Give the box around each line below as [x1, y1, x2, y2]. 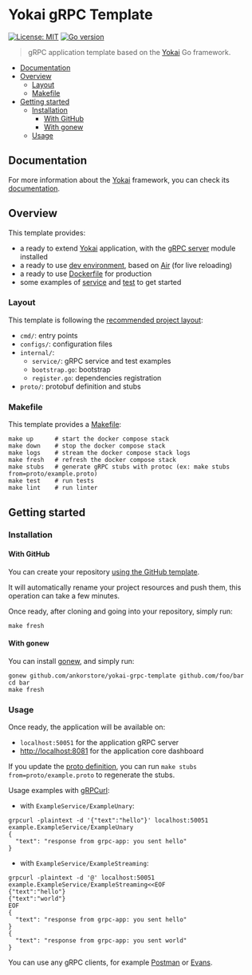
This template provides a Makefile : [8, 420, 122, 429]
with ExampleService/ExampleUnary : [19, 801, 135, 811]
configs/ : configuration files [19, 339, 113, 349]
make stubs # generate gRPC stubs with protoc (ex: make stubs [8, 463, 230, 472]
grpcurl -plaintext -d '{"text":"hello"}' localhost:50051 [8, 816, 209, 825]
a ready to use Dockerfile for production [19, 269, 152, 278]
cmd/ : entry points [19, 330, 78, 340]
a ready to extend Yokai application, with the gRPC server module [19, 243, 236, 253]
